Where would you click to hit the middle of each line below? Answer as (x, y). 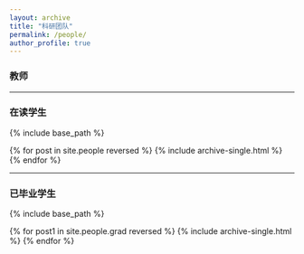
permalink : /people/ (48, 34)
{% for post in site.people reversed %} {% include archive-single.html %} (146, 150)
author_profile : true (50, 43)
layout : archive (40, 18)
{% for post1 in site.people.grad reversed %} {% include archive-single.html (151, 231)
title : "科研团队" (42, 26)
